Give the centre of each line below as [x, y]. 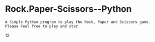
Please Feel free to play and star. [43, 26]
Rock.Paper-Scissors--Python [68, 9]
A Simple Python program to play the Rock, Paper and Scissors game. [78, 22]
